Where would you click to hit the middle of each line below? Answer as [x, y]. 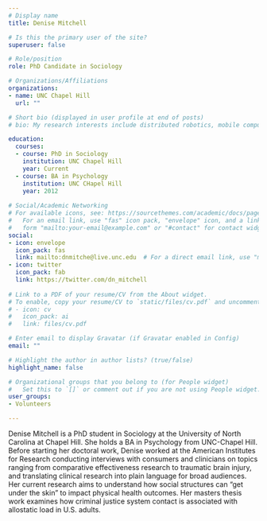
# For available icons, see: [56, 213]
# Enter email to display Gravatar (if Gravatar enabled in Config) [124, 339]
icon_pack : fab [41, 272]
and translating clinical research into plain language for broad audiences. [128, 476]
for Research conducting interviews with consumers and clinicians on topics [133, 459]
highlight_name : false [46, 367]
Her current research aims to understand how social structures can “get [126, 484]
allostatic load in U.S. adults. [54, 509]
